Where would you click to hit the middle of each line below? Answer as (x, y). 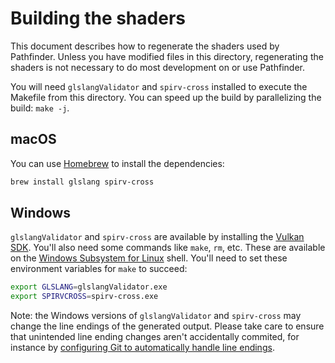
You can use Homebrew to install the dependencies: (117, 163)
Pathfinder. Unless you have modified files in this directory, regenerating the (167, 56)
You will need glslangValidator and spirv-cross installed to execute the (159, 86)
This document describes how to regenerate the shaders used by (145, 46)
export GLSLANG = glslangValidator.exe (89, 287)
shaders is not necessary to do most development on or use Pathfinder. (157, 67)
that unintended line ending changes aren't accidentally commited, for (155, 337)
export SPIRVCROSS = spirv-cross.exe (84, 297)
